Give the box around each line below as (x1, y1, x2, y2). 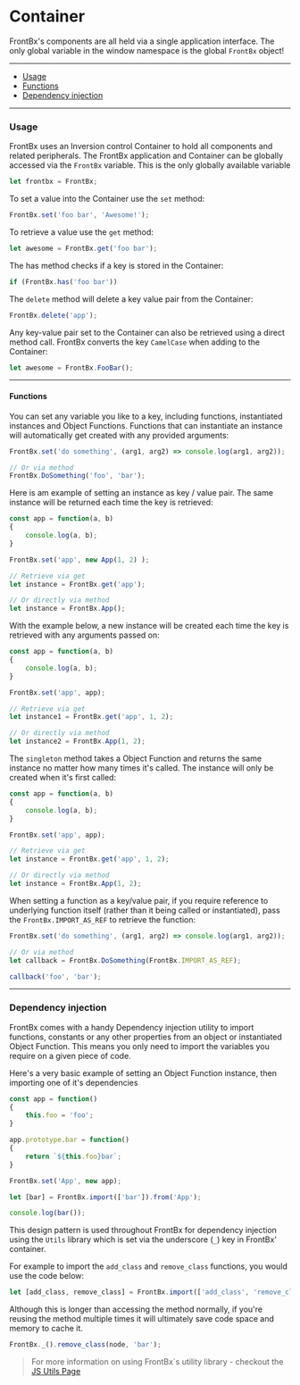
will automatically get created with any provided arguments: (9, 430, 229, 440)
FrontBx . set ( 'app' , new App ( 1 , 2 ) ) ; (9, 555, 150, 564)
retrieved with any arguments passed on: (9, 630, 161, 640)
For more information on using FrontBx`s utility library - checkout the (30, 1356, 284, 1367)
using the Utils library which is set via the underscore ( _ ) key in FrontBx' (9, 1234, 278, 1245)
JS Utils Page (30, 1366, 81, 1377)
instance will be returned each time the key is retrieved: (9, 497, 213, 508)
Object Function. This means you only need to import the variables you (9, 1040, 270, 1051)
